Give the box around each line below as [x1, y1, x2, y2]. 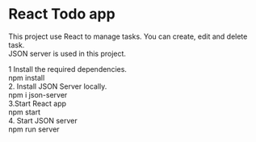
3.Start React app [8, 98, 67, 108]
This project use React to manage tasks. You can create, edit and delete [8, 31, 248, 41]
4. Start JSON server [8, 115, 78, 125]
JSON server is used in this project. [8, 48, 127, 58]
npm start [8, 106, 41, 117]
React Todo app [8, 5, 115, 23]
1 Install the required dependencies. [8, 64, 128, 73]
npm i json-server [8, 90, 68, 99]
